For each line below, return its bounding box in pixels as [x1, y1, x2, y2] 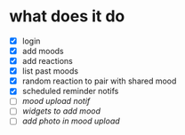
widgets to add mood [21, 106, 101, 116]
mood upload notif [21, 96, 91, 107]
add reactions [21, 56, 73, 67]
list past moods [21, 66, 78, 76]
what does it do [9, 6, 125, 27]
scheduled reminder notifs [21, 86, 119, 97]
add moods [21, 46, 64, 56]
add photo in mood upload [21, 115, 120, 126]
